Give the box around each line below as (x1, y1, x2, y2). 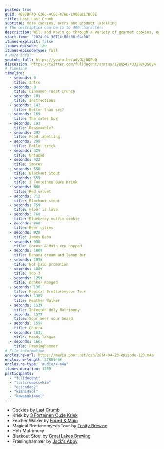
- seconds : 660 (9, 184, 41, 189)
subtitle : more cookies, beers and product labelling (5, 21, 117, 26)
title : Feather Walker (14, 298, 60, 303)
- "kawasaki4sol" (9, 394, 45, 399)
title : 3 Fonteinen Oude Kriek (14, 180, 78, 185)
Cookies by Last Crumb (12, 407, 60, 413)
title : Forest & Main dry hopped (14, 244, 82, 248)
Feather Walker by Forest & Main (12, 418, 78, 423)
